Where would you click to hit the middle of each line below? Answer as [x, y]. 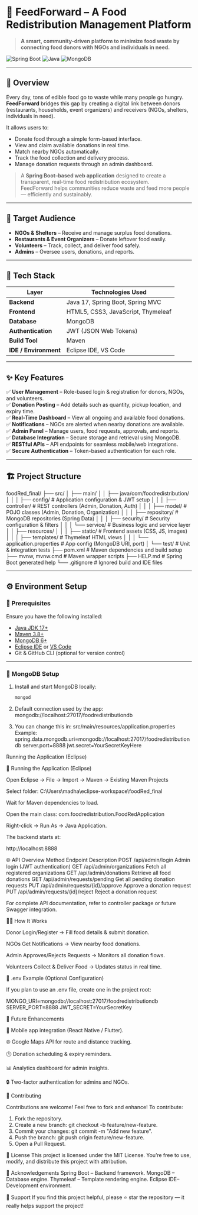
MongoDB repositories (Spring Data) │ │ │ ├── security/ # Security [88, 519]
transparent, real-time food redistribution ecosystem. [85, 182]
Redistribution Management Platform [99, 25]
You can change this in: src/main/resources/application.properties [95, 726]
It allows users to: [27, 127]
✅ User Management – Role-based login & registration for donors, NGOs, [95, 392]
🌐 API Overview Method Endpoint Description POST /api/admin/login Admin [98, 860]
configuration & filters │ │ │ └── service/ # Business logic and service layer [98, 525]
